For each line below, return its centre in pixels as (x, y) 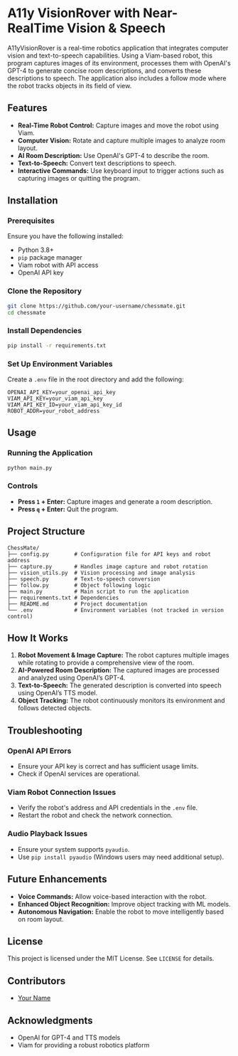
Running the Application (50, 453)
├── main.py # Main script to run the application (98, 591)
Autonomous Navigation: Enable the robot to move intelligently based (120, 912)
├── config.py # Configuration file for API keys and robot (109, 554)
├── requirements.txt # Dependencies (63, 598)
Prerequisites (31, 221)
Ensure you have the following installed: (66, 236)
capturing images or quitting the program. (79, 178)
